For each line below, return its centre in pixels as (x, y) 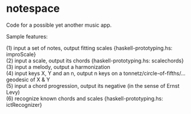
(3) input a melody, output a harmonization (58, 66)
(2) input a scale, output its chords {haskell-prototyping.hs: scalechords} (95, 61)
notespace (33, 9)
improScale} (21, 54)
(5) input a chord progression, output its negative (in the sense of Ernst (93, 85)
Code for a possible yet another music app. (59, 25)
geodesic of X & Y (28, 80)
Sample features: (27, 36)
